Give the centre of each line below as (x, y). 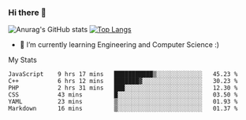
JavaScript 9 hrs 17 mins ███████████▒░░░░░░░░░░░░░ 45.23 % (123, 75)
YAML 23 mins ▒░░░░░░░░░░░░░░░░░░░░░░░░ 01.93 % (123, 102)
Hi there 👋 (28, 13)
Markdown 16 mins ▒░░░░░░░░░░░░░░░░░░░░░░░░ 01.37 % (123, 109)
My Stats (22, 60)
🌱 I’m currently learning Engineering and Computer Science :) (119, 45)
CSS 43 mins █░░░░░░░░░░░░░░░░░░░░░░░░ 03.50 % (123, 95)
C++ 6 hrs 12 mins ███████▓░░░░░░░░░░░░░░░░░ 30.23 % (123, 82)
